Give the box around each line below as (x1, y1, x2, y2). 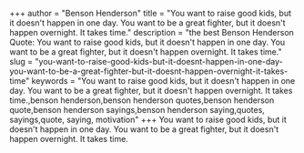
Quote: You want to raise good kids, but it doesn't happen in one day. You (9, 36, 286, 47)
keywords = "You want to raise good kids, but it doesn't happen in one (31, 76, 296, 86)
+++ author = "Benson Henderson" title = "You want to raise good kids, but (9, 8, 292, 18)
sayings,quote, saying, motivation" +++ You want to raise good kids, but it (9, 114, 287, 125)
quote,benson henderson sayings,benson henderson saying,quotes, (9, 105, 266, 115)
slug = (9, 56, 34, 66)
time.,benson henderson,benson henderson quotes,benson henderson (9, 95, 275, 106)
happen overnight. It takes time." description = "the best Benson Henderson (9, 27, 294, 37)
